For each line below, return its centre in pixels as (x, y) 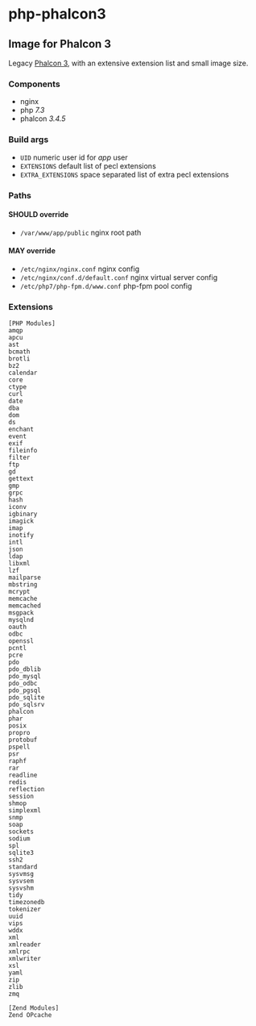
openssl (21, 641)
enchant (21, 430)
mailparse (25, 578)
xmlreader (25, 945)
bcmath (19, 352)
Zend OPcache (30, 1016)
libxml (19, 564)
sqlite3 (21, 853)
